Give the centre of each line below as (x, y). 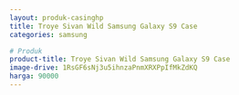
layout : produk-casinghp (57, 18)
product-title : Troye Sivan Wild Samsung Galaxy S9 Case (120, 60)
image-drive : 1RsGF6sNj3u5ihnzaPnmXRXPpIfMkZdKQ (104, 68)
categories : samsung (49, 34)
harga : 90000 (34, 76)
